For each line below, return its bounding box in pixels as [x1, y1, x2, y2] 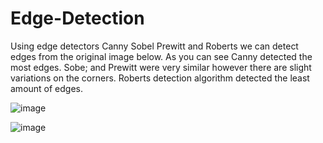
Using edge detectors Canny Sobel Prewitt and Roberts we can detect [10, 40, 299, 52]
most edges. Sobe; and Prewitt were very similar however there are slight [10, 61, 312, 73]
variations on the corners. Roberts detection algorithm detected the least [10, 72, 310, 84]
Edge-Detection [10, 7, 145, 30]
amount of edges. [10, 82, 84, 94]
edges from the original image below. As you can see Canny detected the [10, 50, 313, 62]
